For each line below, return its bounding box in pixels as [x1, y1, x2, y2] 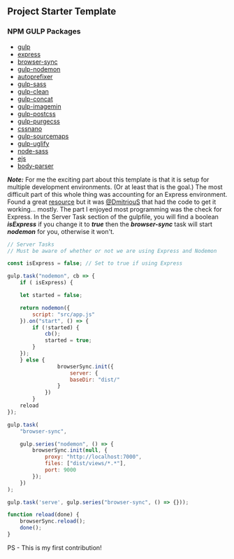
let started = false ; [20, 292, 82, 299]
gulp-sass [17, 80, 47, 88]
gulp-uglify [17, 139, 50, 148]
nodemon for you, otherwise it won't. [7, 227, 115, 235]
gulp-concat [17, 95, 54, 103]
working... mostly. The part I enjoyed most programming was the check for [7, 205, 222, 213]
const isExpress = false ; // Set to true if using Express [7, 260, 183, 267]
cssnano [17, 124, 43, 132]
